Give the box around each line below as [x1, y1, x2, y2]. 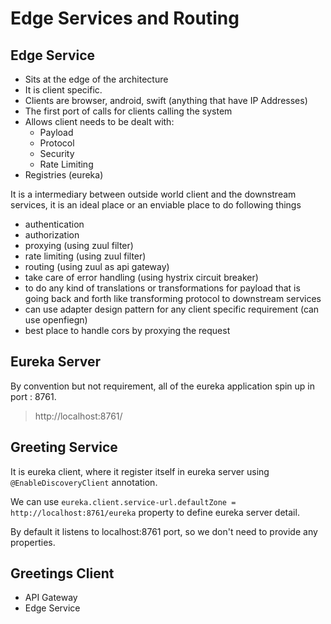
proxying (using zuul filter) [24, 240, 134, 251]
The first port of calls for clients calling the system [24, 105, 233, 117]
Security [39, 148, 75, 159]
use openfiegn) [24, 314, 88, 326]
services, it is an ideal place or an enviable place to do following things [10, 199, 302, 211]
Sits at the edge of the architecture [24, 73, 169, 85]
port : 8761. [10, 390, 57, 402]
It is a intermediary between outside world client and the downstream [10, 188, 297, 200]
